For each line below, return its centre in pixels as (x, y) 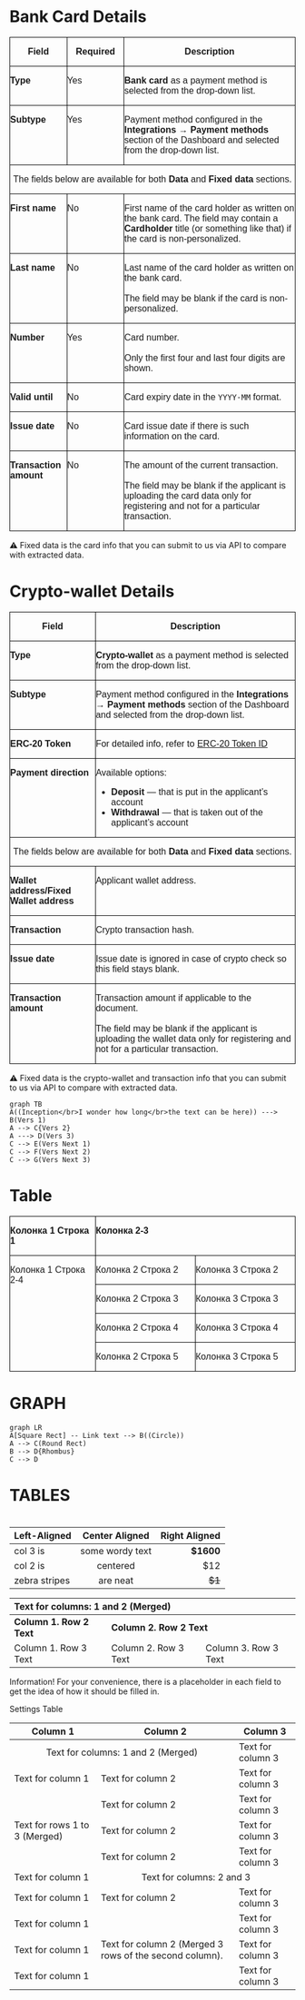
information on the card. (172, 436)
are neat (116, 1581)
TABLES (40, 1495)
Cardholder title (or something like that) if (208, 228)
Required (96, 51)
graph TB (26, 1104)
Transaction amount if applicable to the (173, 998)
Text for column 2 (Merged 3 (162, 1945)
